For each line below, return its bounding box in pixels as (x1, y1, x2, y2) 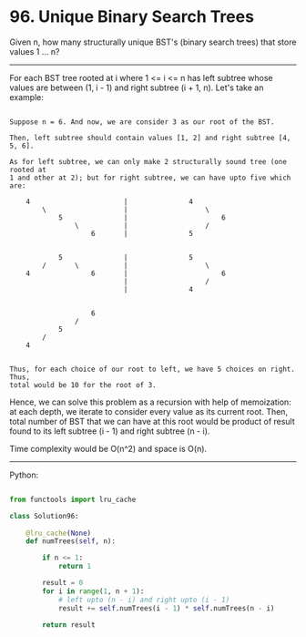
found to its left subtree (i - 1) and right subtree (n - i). (9, 426, 210, 437)
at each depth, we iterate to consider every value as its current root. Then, (9, 406, 289, 416)
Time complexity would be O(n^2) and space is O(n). (9, 443, 208, 454)
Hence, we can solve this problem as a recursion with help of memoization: (9, 396, 291, 407)
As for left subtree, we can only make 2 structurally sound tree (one (9, 157, 287, 166)
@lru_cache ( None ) (25, 529, 92, 538)
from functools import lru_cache (9, 495, 137, 504)
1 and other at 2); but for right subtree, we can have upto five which (9, 173, 291, 182)
